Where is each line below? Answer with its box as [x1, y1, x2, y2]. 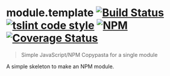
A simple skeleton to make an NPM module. [6, 63, 115, 70]
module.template [6, 6, 94, 20]
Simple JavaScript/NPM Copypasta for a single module [20, 51, 158, 58]
